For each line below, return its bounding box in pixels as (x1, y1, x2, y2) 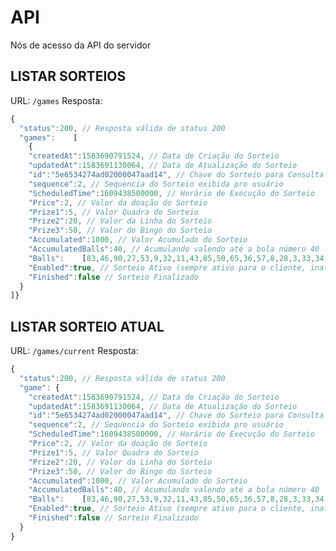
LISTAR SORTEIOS (10, 68, 127, 85)
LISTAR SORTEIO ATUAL (10, 318, 165, 335)
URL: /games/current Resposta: (10, 345, 139, 357)
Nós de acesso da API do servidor (10, 39, 152, 51)
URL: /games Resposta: (10, 94, 103, 106)
